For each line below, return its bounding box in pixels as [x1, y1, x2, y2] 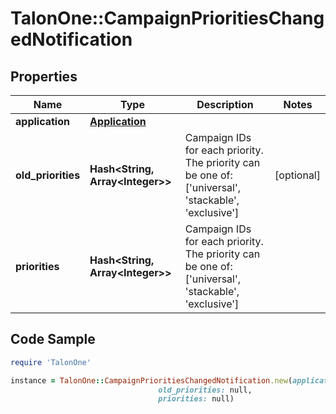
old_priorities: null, [158, 385, 253, 395]
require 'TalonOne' [10, 357, 92, 367]
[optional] [274, 168, 321, 182]
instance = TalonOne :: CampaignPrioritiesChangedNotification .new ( [10, 375, 293, 386]
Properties [10, 68, 78, 85]
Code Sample [10, 331, 96, 348]
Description [196, 98, 254, 111]
